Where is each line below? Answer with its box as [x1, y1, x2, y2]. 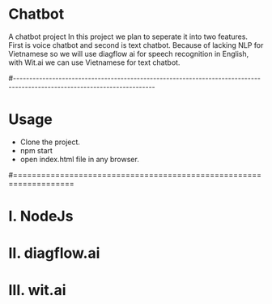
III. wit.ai [8, 281, 66, 300]
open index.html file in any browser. [19, 154, 139, 164]
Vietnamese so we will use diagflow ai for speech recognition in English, [8, 49, 249, 58]
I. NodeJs [8, 208, 74, 225]
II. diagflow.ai [8, 244, 100, 263]
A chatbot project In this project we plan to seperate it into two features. [8, 32, 249, 41]
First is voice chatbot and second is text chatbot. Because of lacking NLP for [8, 40, 264, 49]
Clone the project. [19, 137, 81, 147]
